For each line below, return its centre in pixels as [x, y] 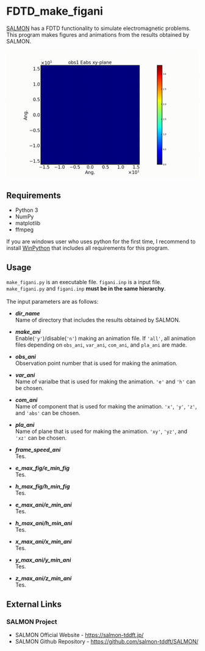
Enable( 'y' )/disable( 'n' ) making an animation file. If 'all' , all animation [106, 339]
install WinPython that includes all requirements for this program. [88, 248]
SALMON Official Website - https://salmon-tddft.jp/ [79, 634]
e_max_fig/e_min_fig [42, 468]
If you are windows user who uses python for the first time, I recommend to [101, 242]
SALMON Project [32, 622]
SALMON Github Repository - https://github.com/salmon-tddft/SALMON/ [107, 641]
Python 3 [27, 210]
